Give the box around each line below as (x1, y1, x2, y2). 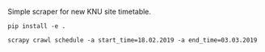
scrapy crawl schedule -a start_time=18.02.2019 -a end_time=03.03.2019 (7, 36, 258, 44)
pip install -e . (7, 22, 66, 30)
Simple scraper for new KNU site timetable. (7, 7, 151, 16)
